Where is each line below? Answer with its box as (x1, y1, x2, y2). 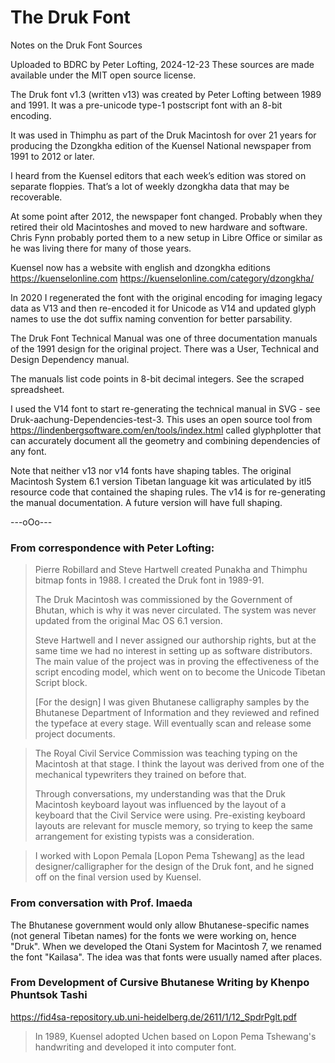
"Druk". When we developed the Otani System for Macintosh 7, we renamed (10, 940, 322, 952)
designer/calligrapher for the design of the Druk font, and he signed (34, 861, 315, 873)
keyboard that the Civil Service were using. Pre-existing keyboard (34, 809, 306, 821)
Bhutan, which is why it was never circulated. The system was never (34, 604, 317, 616)
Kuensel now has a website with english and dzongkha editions (10, 261, 271, 273)
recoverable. (10, 191, 63, 203)
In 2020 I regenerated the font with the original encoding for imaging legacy (10, 291, 323, 303)
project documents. (34, 728, 116, 740)
